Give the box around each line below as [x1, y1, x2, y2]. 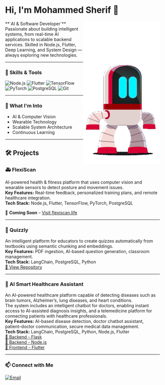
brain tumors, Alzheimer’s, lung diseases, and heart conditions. [5, 297, 133, 303]
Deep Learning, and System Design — [5, 47, 82, 53]
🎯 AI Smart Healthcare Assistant [5, 281, 83, 288]
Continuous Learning [12, 129, 55, 135]
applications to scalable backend [5, 36, 72, 42]
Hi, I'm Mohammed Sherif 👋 [5, 4, 119, 16]
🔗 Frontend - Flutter [5, 344, 45, 350]
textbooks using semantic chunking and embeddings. [5, 243, 114, 249]
